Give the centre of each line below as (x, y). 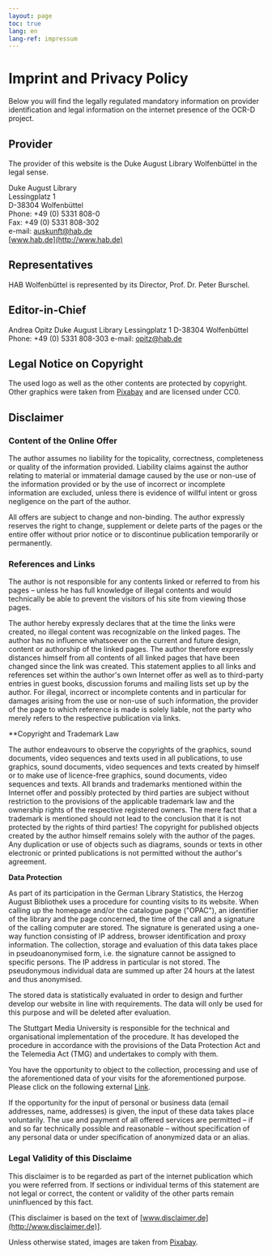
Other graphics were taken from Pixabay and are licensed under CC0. (125, 392)
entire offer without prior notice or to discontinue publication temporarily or (134, 535)
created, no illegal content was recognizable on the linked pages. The (125, 632)
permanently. (30, 543)
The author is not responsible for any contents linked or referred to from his (134, 582)
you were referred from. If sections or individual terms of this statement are (134, 1184)
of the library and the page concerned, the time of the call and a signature (132, 919)
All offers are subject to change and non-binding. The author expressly (127, 517)
